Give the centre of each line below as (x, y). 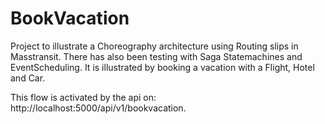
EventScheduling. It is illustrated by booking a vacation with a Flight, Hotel (162, 67)
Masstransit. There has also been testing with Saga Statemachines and (156, 56)
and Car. (28, 78)
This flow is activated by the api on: (83, 97)
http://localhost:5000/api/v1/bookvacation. (98, 108)
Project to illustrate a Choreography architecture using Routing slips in (154, 46)
